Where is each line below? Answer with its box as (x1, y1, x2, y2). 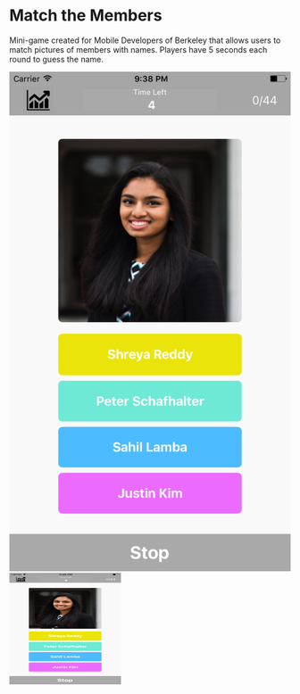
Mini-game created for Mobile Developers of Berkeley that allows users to (9, 35, 281, 45)
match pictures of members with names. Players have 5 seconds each (9, 44, 268, 54)
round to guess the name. (9, 54, 104, 64)
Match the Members (9, 5, 162, 26)
